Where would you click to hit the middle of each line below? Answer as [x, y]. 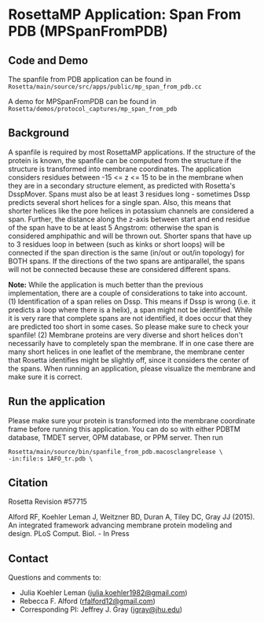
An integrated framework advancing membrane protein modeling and [120, 525]
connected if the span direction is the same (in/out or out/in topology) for [126, 252]
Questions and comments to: [55, 578]
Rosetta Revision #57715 [48, 501]
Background [38, 133]
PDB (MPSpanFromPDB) [88, 31]
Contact [28, 559]
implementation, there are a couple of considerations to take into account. [128, 292]
